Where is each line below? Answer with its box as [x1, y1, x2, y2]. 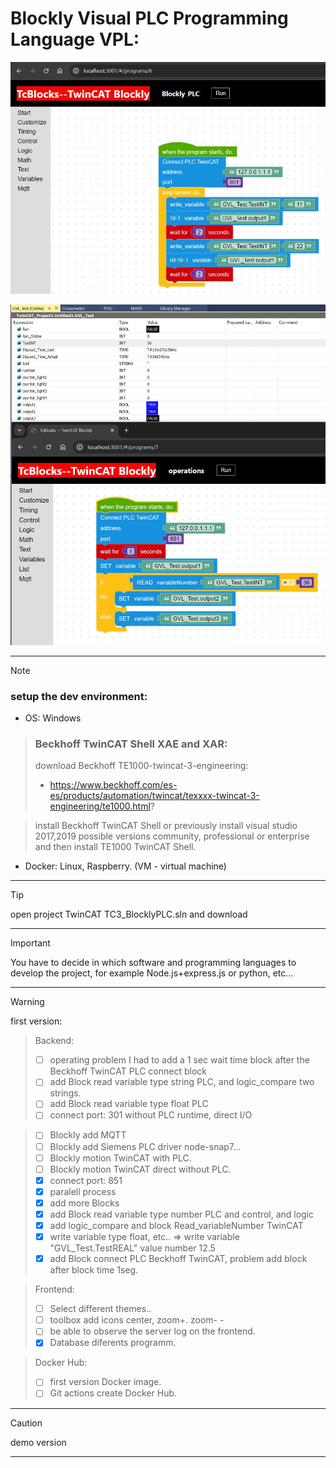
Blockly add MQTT [49, 1129, 127, 1141]
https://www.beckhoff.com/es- [49, 779, 178, 791]
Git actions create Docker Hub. [49, 1387, 178, 1399]
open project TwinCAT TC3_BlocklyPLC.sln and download [10, 908, 248, 921]
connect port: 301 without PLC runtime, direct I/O [49, 1109, 253, 1121]
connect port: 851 [49, 1174, 123, 1186]
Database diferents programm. [49, 1337, 177, 1349]
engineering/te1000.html [49, 800, 151, 812]
